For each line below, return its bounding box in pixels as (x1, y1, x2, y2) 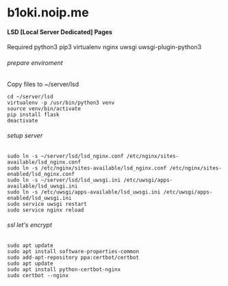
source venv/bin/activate (7, 105, 81, 112)
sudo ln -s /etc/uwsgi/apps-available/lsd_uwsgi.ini (7, 188, 161, 196)
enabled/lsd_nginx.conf (7, 170, 75, 177)
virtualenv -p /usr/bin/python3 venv (7, 99, 115, 106)
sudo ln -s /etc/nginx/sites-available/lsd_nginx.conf (7, 164, 167, 172)
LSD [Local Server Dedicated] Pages (7, 27, 113, 36)
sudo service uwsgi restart (7, 200, 88, 207)
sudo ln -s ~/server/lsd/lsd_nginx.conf (7, 153, 125, 159)
